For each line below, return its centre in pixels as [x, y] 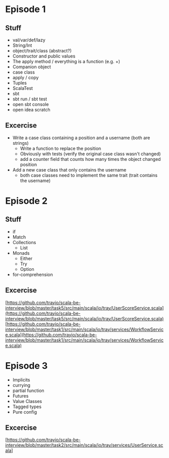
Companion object [32, 67]
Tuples [19, 83]
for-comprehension [33, 274]
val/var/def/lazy [29, 40]
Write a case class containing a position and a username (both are [81, 138]
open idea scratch [31, 110]
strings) [20, 143]
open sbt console [31, 104]
